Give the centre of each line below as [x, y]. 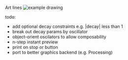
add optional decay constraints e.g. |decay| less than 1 [67, 26]
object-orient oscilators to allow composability [59, 37]
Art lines [14, 8]
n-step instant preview [35, 42]
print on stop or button [35, 47]
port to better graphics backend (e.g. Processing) [63, 52]
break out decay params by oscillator [50, 31]
